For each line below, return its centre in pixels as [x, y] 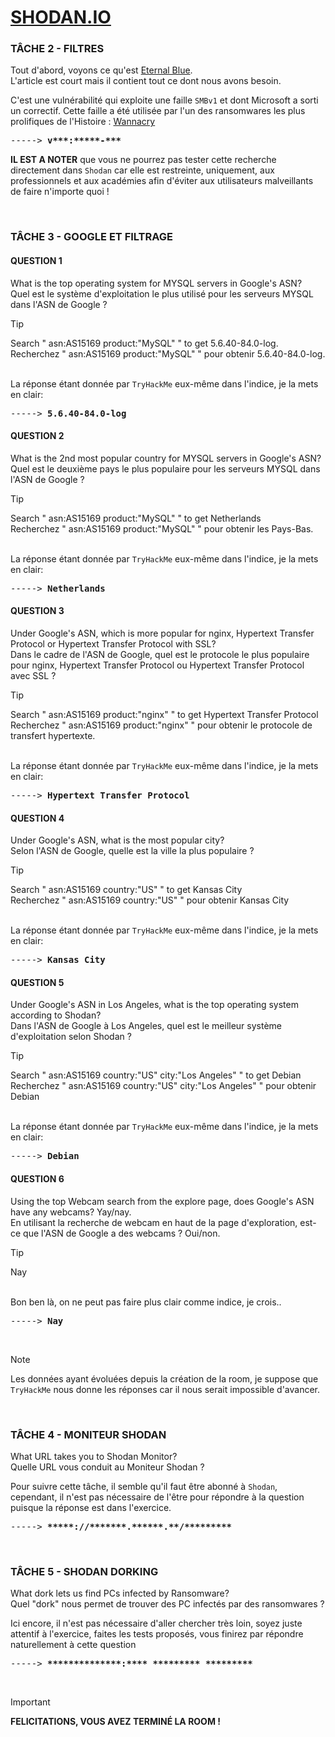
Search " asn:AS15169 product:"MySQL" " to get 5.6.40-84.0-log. [144, 343]
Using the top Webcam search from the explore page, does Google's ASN [162, 1201]
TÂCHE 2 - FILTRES [57, 49]
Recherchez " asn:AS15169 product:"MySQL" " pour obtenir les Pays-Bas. [162, 528]
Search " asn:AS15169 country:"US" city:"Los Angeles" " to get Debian [156, 1075]
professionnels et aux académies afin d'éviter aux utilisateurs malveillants [162, 181]
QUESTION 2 [37, 436]
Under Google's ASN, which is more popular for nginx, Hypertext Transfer [162, 633]
